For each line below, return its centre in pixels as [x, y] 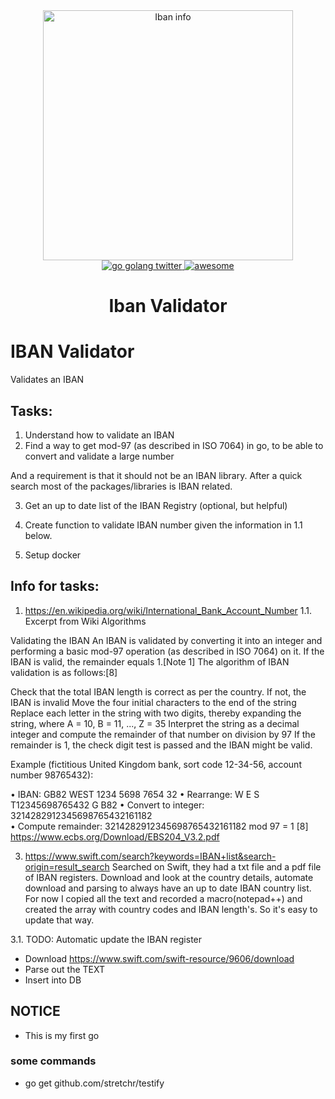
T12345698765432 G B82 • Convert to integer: [107, 805]
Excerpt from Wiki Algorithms [85, 621]
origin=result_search [67, 866]
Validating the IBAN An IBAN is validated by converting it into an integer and [166, 640]
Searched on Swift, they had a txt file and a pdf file [216, 866]
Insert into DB [53, 980]
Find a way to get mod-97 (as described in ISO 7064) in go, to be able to [174, 445]
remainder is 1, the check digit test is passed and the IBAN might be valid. [161, 745]
